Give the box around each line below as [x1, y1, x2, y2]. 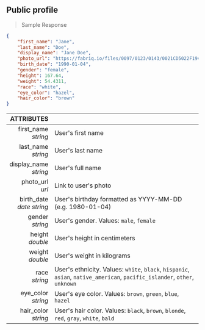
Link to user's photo [54, 181, 112, 190]
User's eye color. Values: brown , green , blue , [54, 290, 179, 298]
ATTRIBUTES [10, 115, 49, 123]
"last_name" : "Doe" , [17, 44, 70, 51]
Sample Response [21, 21, 67, 28]
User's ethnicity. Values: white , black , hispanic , [54, 265, 190, 274]
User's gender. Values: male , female [54, 217, 156, 225]
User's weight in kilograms [54, 251, 131, 260]
